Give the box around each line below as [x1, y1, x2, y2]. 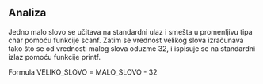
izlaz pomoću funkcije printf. [8, 52, 101, 61]
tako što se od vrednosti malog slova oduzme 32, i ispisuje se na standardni [8, 43, 256, 53]
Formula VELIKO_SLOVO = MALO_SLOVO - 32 [8, 67, 158, 77]
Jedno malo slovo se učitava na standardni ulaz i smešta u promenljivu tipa [8, 27, 253, 36]
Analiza [8, 6, 47, 20]
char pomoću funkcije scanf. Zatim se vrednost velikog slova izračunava [8, 35, 244, 45]
